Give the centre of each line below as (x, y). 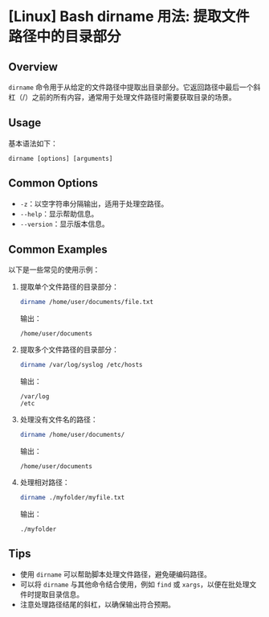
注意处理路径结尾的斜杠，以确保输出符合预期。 (97, 604)
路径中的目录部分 (65, 37)
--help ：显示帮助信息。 (59, 213)
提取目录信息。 (59, 594)
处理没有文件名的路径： (59, 420)
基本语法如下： (33, 143)
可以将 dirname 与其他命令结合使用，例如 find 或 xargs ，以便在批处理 (135, 584)
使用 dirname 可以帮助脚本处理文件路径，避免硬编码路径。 (115, 574)
